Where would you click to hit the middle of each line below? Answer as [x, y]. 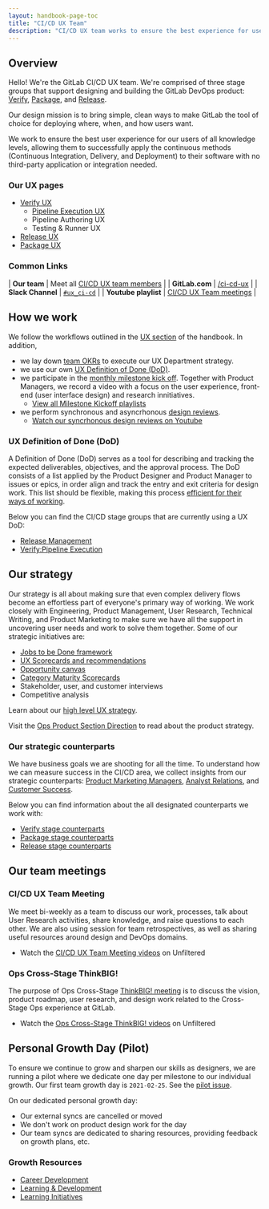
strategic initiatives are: [47, 636]
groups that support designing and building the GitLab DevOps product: [126, 91]
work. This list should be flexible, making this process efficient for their [125, 492]
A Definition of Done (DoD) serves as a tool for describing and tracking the [131, 459]
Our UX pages [36, 185]
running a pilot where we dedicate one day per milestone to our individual [130, 1076]
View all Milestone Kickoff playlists [89, 403]
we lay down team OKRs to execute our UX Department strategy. [127, 361]
